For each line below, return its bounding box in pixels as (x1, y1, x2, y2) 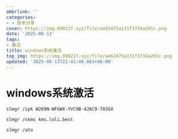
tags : (6, 36, 20, 42)
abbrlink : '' (6, 8, 39, 15)
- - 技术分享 (6, 20, 35, 26)
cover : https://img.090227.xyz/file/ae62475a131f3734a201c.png (6, 25, 167, 32)
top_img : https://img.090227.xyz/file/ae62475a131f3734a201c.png (6, 53, 172, 59)
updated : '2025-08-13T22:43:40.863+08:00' (6, 58, 113, 64)
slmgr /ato (6, 127, 33, 133)
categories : (6, 14, 36, 20)
